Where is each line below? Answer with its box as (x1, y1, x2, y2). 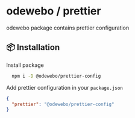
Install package (6, 61, 44, 69)
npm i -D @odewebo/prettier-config (11, 73, 101, 79)
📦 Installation (6, 42, 60, 52)
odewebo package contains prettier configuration (6, 24, 130, 31)
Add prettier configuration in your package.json (6, 84, 124, 91)
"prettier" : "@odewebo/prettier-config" (11, 101, 115, 107)
